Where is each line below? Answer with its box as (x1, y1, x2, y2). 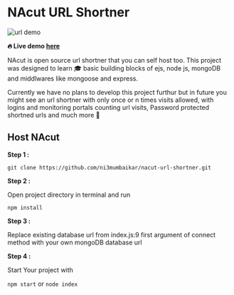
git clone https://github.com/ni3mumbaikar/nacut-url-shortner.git (7, 164, 212, 171)
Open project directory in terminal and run (7, 190, 131, 199)
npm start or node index (7, 279, 78, 288)
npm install (7, 204, 43, 211)
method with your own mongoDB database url (7, 238, 142, 247)
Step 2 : (7, 176, 31, 185)
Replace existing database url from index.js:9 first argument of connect (7, 230, 216, 239)
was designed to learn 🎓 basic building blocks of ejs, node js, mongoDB (7, 63, 221, 72)
